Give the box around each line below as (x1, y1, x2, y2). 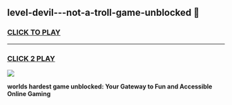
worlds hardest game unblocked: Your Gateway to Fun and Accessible (7, 82, 213, 90)
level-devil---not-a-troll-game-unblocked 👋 (7, 7, 200, 19)
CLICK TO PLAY (7, 28, 61, 37)
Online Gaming (7, 89, 51, 97)
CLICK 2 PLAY (7, 53, 55, 63)
